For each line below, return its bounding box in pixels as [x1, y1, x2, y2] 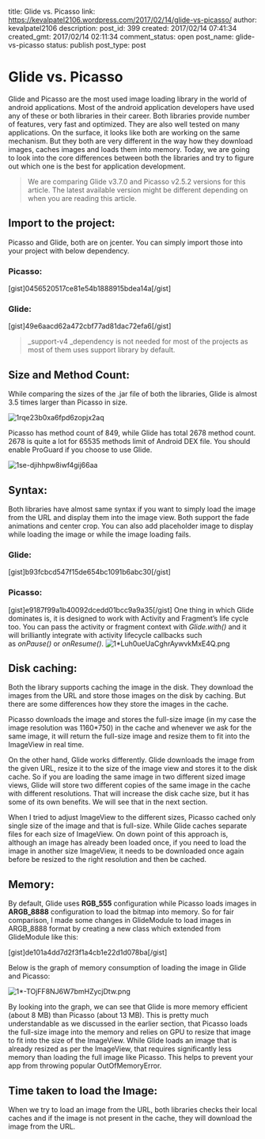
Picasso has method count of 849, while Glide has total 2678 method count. [8, 428, 256, 438]
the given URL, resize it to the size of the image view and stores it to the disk [8, 764, 258, 773]
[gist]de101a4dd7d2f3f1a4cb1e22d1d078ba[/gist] [8, 947, 168, 957]
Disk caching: [8, 661, 78, 675]
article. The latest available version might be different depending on [27, 185, 248, 195]
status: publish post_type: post [46, 40, 146, 50]
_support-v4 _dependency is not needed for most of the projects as [27, 336, 248, 347]
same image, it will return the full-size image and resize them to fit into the [8, 731, 251, 741]
